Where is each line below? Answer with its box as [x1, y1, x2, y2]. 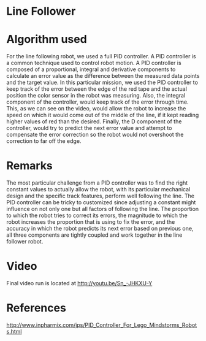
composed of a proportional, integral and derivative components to [6, 66, 176, 73]
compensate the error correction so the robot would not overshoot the [6, 131, 184, 139]
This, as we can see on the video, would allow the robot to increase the [6, 105, 186, 112]
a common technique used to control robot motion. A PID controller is [6, 59, 182, 67]
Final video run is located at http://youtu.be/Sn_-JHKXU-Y [6, 280, 153, 286]
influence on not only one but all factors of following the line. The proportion [6, 205, 199, 213]
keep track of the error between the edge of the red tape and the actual [6, 85, 187, 93]
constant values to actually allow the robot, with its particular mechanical [6, 186, 191, 193]
